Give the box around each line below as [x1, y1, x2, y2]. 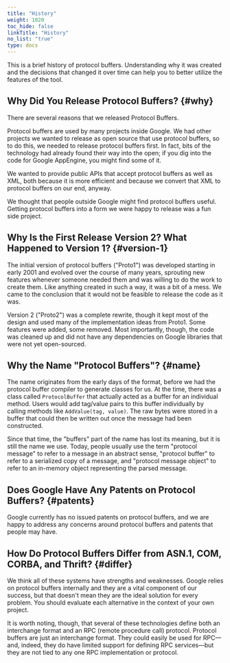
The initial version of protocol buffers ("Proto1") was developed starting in [7, 260, 216, 269]
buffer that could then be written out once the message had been [7, 414, 192, 423]
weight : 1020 [7, 16, 45, 23]
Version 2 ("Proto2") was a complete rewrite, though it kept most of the [7, 311, 209, 319]
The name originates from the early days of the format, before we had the [7, 378, 216, 386]
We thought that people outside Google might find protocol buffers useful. [7, 197, 217, 205]
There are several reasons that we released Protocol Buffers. [7, 113, 179, 122]
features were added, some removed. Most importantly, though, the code [7, 325, 215, 333]
